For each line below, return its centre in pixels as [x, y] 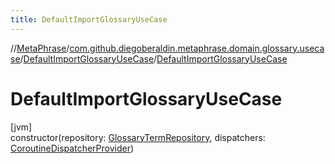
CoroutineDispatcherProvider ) [72, 148]
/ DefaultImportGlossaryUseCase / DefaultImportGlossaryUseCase [153, 58]
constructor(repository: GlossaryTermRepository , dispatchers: [138, 137]
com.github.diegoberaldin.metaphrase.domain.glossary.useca [197, 48]
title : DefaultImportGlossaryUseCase [89, 19]
